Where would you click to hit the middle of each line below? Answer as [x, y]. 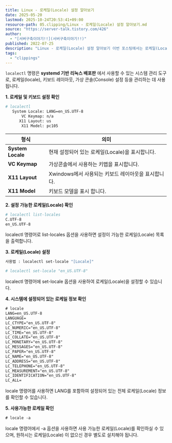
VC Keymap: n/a [37, 116]
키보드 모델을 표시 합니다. [77, 191]
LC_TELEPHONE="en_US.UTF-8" [35, 366]
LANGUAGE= [16, 318]
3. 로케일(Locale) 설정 [28, 252]
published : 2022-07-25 [29, 44]
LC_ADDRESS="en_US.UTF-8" [33, 361]
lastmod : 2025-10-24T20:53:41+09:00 [44, 20]
